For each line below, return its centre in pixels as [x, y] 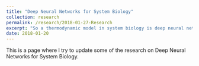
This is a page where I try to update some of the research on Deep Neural [96, 50]
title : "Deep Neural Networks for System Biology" [70, 11]
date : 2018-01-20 [28, 34]
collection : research [33, 17]
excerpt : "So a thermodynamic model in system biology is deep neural [95, 28]
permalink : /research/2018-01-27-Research [59, 22]
